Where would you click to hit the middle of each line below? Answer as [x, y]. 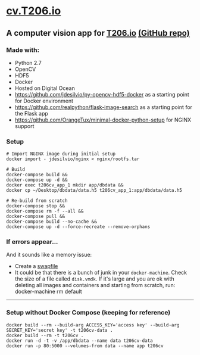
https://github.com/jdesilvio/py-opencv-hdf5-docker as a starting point [102, 94]
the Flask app [32, 113]
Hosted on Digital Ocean [45, 88]
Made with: [23, 50]
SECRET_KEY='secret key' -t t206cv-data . [60, 330]
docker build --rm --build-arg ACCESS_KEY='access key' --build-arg [93, 325]
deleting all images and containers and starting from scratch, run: [95, 285]
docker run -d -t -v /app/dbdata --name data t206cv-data [79, 341]
